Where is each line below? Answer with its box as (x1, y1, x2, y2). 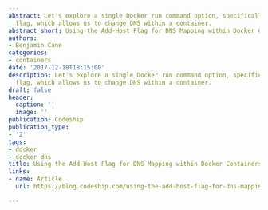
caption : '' (15, 101, 56, 109)
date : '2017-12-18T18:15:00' (8, 64, 105, 72)
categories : (8, 49, 48, 57)
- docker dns (8, 153, 52, 160)
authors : (8, 34, 37, 42)
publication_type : (8, 123, 69, 131)
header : (8, 93, 34, 101)
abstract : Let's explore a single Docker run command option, (8, 11, 219, 20)
